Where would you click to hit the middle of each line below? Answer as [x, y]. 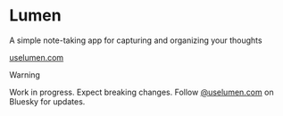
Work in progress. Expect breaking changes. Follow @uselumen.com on [141, 92]
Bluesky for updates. [47, 101]
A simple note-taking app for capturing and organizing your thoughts [136, 40]
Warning [25, 75]
